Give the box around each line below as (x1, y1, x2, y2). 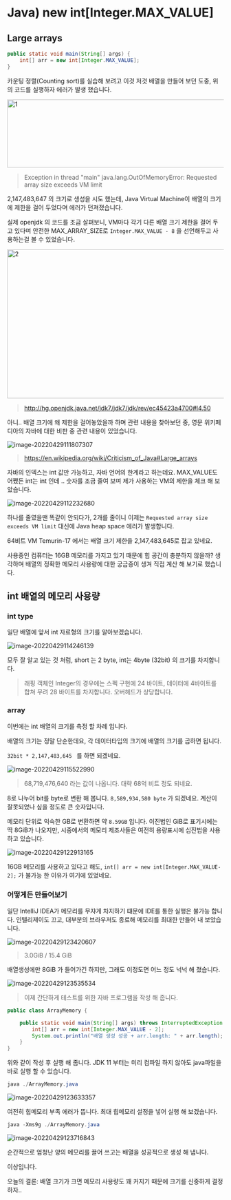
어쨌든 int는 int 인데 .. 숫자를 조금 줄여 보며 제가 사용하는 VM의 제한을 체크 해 (7, 477, 213, 485)
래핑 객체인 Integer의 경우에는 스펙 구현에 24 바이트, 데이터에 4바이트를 (23, 679, 217, 687)
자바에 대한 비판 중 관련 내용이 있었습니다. (25, 426, 137, 435)
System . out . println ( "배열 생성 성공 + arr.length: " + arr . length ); (32, 1032, 223, 1039)
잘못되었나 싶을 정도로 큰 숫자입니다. (7, 803, 104, 811)
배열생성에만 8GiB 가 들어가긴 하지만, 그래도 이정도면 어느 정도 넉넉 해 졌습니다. (7, 965, 221, 973)
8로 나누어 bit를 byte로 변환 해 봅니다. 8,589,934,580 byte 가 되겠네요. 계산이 (7, 794, 218, 802)
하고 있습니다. (7, 834, 45, 842)
